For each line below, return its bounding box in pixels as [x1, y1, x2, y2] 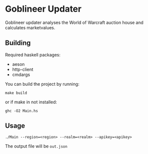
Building [5, 39, 31, 47]
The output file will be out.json [5, 143, 67, 149]
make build [5, 90, 27, 96]
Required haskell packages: [5, 52, 61, 58]
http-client [12, 66, 34, 72]
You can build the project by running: [5, 81, 80, 87]
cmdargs [12, 72, 30, 77]
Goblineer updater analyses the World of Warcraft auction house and [5, 19, 144, 25]
